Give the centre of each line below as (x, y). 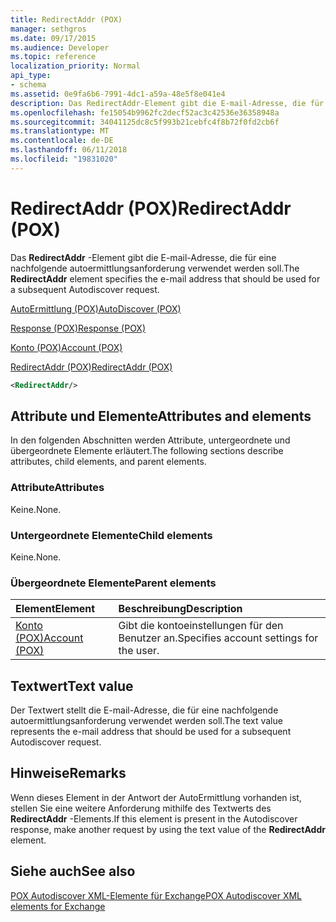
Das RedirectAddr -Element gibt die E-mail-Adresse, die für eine (143, 257)
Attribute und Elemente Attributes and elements (161, 416)
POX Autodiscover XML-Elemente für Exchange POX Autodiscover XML (156, 895)
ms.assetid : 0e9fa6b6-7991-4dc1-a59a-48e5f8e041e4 (118, 94)
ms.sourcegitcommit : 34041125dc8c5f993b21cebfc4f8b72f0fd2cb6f (145, 122)
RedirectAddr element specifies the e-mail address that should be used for (165, 278)
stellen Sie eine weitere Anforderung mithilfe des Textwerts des (141, 808)
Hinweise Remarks (68, 773)
